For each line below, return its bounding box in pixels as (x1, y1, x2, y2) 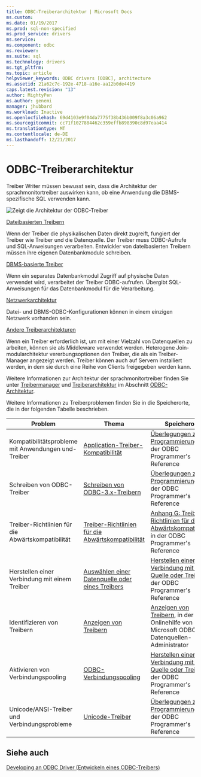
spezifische (6, 195, 35, 202)
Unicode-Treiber (83, 712, 132, 721)
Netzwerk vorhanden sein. (6, 314, 72, 321)
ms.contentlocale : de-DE (6, 131, 68, 138)
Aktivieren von (9, 665, 50, 673)
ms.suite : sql (6, 53, 42, 59)
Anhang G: (150, 509, 181, 517)
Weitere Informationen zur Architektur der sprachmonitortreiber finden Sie (6, 375, 189, 382)
